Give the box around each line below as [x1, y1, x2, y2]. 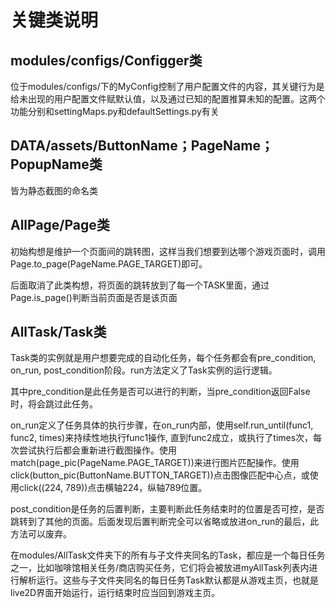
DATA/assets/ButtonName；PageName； [10, 137, 274, 155]
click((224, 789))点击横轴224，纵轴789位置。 [18, 482, 208, 494]
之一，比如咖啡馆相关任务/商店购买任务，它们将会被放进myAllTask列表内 [10, 562, 310, 574]
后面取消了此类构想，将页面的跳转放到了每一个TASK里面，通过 [10, 279, 270, 291]
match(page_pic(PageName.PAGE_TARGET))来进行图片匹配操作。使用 [10, 457, 300, 469]
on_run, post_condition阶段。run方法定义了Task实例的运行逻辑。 [10, 364, 278, 376]
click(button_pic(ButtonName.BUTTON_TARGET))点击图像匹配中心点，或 [10, 469, 310, 481]
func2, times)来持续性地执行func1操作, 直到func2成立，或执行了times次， [10, 432, 314, 444]
